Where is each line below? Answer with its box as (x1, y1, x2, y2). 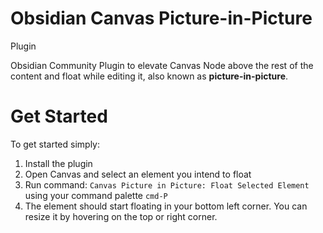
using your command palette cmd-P (24, 189, 168, 201)
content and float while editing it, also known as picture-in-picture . (10, 70, 289, 82)
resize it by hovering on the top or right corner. (24, 210, 218, 222)
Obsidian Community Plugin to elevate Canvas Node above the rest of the (10, 59, 314, 71)
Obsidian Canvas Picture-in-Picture (10, 7, 313, 30)
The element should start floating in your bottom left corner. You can (24, 200, 308, 212)
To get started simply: (10, 138, 101, 150)
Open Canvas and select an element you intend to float (24, 168, 252, 180)
